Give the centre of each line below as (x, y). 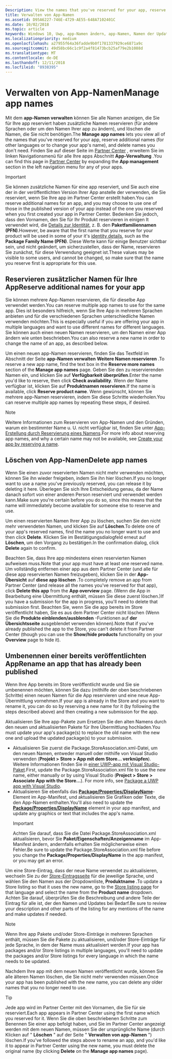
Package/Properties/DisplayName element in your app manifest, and (86, 808)
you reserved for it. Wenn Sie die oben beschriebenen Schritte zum (76, 1018)
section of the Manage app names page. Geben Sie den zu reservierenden (84, 370)
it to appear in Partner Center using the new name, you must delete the (80, 1046)
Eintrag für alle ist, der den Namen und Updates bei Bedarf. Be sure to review (86, 903)
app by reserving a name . (32, 444)
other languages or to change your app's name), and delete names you (80, 145)
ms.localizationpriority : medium (41, 39)
